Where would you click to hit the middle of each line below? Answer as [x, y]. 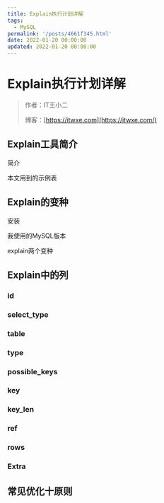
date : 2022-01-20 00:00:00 [47, 40]
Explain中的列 [38, 275]
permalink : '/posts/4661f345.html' [60, 34]
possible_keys [33, 371]
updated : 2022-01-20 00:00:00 [52, 47]
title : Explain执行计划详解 [45, 14]
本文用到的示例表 [32, 178]
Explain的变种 [38, 202]
